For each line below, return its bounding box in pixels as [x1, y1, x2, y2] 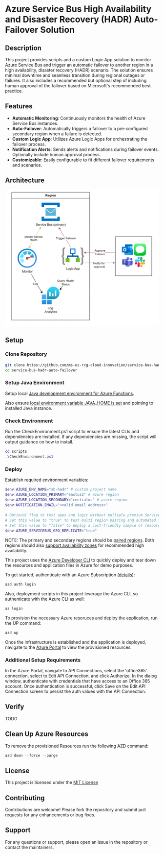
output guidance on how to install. [5, 439, 74, 445]
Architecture [5, 176, 45, 185]
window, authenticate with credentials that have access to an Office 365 [5, 678, 150, 684]
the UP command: [5, 620, 41, 626]
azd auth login [5, 582, 36, 586]
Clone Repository [5, 351, 47, 358]
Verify [5, 703, 24, 711]
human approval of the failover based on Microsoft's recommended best [5, 83, 151, 89]
